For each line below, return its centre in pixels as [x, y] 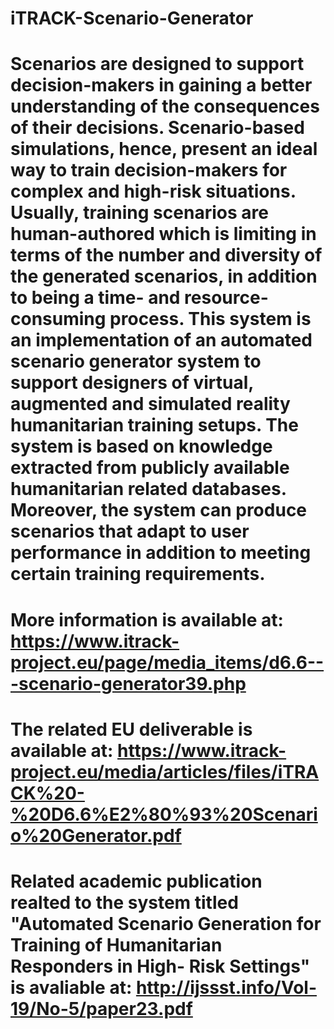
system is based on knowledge [141, 446]
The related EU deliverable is [131, 729]
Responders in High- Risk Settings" [160, 966]
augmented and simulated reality [150, 404]
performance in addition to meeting [161, 553]
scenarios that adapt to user [130, 531]
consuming [58, 319]
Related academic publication [136, 881]
